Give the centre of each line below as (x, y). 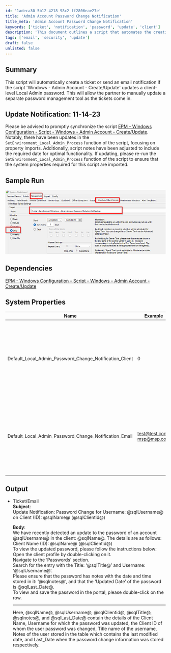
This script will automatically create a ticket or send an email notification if (83, 82)
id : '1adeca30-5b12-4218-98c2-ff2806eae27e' (53, 11)
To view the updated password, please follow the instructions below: (84, 549)
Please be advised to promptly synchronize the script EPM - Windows (79, 127)
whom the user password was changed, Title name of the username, (85, 629)
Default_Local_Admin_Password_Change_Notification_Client (70, 358)
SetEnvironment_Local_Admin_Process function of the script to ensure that (82, 159)
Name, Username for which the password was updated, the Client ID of (88, 623)
